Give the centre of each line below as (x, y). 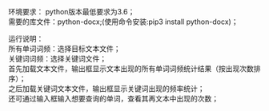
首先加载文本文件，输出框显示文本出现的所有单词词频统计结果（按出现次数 (131, 69)
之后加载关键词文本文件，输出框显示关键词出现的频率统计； (106, 89)
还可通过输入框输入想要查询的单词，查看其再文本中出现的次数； (113, 99)
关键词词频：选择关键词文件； (57, 59)
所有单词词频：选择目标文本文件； (64, 49)
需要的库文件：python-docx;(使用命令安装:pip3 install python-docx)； (123, 22)
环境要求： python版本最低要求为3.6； (72, 12)
